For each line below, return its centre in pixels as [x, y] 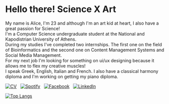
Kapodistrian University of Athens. [41, 39]
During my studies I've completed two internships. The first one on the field [84, 44]
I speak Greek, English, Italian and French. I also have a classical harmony [82, 71]
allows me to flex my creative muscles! [45, 66]
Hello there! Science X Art [61, 9]
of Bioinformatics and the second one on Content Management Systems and [85, 50]
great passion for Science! [33, 28]
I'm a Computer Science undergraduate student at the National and [75, 34]
